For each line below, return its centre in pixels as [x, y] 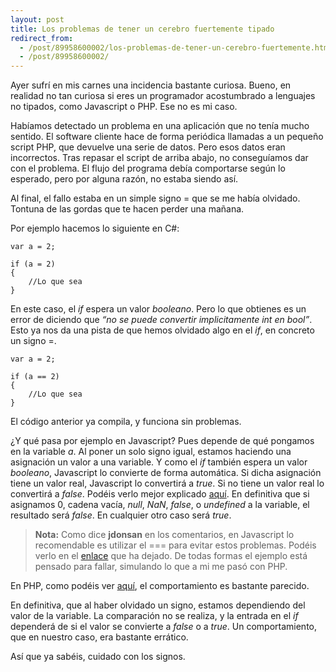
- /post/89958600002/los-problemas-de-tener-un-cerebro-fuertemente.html [176, 47]
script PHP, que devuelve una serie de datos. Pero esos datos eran [148, 147]
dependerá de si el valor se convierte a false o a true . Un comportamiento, [164, 627]
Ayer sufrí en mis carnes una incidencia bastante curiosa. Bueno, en [151, 85]
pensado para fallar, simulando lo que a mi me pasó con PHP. [161, 567]
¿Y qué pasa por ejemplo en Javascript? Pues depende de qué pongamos [162, 441]
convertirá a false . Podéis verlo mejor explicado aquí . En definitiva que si [160, 494]
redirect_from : [42, 38]
